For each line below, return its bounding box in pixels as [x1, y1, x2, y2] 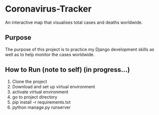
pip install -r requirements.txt [12, 99, 71, 105]
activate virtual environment [12, 89, 69, 95]
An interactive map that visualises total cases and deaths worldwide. [5, 19, 143, 25]
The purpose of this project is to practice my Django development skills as [5, 46, 155, 52]
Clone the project [12, 79, 47, 84]
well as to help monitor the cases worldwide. [5, 51, 95, 57]
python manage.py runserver [12, 104, 71, 110]
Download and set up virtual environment [12, 83, 95, 89]
